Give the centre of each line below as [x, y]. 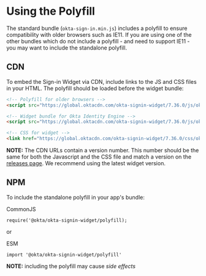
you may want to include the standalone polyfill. [67, 48]
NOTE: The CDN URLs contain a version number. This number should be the [103, 150]
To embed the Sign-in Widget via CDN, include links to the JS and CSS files [102, 81]
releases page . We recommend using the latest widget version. [86, 163]
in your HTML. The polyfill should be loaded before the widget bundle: [95, 88]
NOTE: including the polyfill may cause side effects [71, 266]
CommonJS [21, 209]
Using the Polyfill [51, 11]
